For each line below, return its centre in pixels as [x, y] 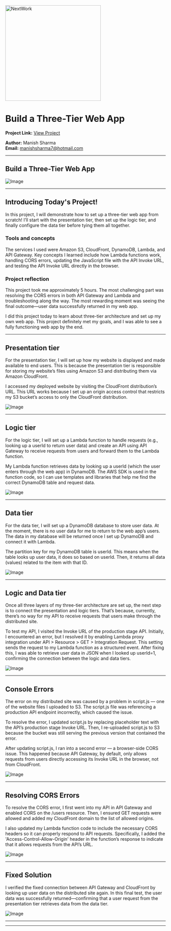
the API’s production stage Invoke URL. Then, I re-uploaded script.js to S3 [83, 728]
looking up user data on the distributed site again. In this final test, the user [84, 893]
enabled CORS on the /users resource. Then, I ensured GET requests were [83, 813]
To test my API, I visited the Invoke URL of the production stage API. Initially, [85, 631]
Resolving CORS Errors [42, 795]
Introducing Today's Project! [51, 202]
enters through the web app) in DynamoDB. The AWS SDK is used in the [81, 472]
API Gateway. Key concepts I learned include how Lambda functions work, [83, 255]
